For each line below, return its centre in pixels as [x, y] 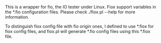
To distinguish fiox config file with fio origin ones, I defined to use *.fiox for [80, 26]
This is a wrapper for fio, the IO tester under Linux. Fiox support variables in [81, 7]
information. [17, 17]
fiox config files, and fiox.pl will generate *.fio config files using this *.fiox [78, 31]
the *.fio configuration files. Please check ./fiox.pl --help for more [70, 12]
